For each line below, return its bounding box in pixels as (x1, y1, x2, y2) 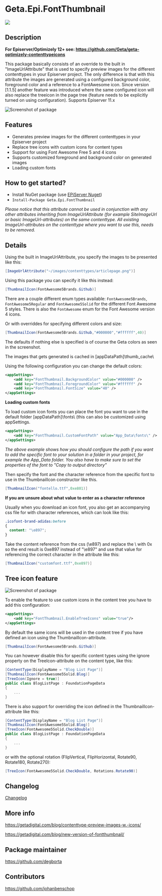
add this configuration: (5, 602, 50, 608)
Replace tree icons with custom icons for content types (12, 144, 123, 150)
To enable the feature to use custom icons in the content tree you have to (5, 597, 152, 603)
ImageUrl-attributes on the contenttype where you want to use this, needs (5, 222, 154, 228)
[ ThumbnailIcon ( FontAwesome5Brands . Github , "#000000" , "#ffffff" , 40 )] (5, 330, 146, 335)
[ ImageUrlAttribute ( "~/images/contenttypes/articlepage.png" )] (5, 269, 136, 274)
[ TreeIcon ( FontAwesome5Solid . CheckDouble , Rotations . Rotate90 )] (5, 768, 138, 773)
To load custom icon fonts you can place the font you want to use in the (5, 409, 148, 415)
